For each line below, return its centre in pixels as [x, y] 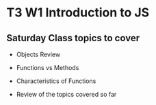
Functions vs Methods [48, 68]
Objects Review [38, 54]
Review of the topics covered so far [66, 94]
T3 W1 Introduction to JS [78, 13]
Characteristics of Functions [56, 81]
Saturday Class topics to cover [73, 38]
